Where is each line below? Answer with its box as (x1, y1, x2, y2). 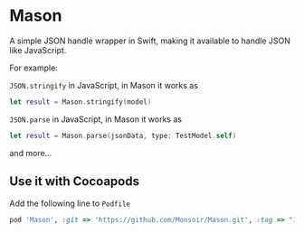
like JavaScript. (9, 44, 67, 55)
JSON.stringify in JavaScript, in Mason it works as (9, 79, 199, 90)
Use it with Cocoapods (9, 173, 140, 190)
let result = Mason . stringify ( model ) (9, 97, 152, 107)
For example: (9, 62, 59, 73)
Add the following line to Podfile (9, 198, 131, 209)
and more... (9, 147, 52, 158)
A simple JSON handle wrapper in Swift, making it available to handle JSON (9, 35, 291, 46)
